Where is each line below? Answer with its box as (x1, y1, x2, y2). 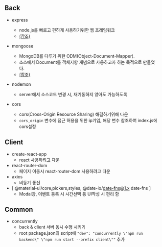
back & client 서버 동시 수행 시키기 (19, 224, 86, 230)
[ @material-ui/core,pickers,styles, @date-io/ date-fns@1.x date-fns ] (11, 185, 151, 191)
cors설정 (19, 123, 36, 129)
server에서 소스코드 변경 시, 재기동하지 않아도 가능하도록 (19, 91, 128, 97)
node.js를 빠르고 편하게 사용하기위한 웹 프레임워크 (19, 27, 116, 33)
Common (4, 205, 33, 214)
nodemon (11, 81, 31, 87)
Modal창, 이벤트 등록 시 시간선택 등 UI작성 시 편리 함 (19, 191, 119, 197)
